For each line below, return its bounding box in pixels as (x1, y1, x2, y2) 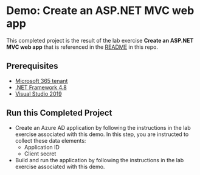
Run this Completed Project (6, 108, 112, 118)
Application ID (24, 143, 60, 151)
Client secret (24, 150, 57, 157)
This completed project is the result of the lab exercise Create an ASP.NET (6, 37, 194, 44)
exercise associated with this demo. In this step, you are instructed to (15, 130, 189, 138)
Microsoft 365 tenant (15, 77, 68, 84)
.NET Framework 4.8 (15, 84, 67, 91)
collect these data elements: (15, 137, 86, 144)
